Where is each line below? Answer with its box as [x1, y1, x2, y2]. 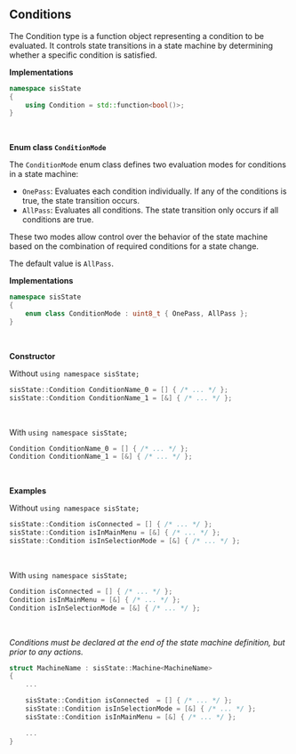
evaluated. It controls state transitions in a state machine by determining [9, 40, 274, 51]
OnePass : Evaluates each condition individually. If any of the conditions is [21, 186, 287, 197]
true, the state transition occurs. [21, 196, 140, 206]
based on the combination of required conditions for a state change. [9, 241, 260, 252]
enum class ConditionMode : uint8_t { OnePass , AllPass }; [25, 309, 249, 318]
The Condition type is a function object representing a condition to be [9, 30, 265, 41]
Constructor [9, 350, 56, 361]
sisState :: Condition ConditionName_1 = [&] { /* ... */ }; [9, 393, 233, 403]
